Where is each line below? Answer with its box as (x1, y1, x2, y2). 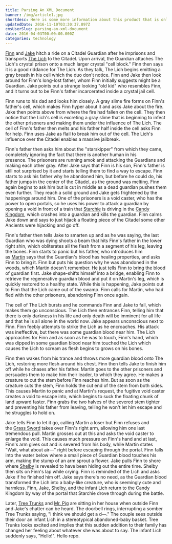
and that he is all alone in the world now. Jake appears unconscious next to (5, 318, 164, 324)
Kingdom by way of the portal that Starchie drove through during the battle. (5, 490, 164, 496)
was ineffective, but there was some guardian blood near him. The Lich (5, 329, 155, 335)
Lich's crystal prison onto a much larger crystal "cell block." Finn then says (5, 61, 163, 67)
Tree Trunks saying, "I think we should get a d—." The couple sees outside (5, 511, 163, 517)
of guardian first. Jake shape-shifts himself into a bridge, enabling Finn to (5, 270, 160, 276)
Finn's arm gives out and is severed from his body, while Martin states (5, 441, 153, 447)
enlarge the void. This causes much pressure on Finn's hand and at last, (5, 436, 157, 442)
